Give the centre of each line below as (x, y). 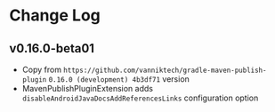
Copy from (42, 69)
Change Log (55, 16)
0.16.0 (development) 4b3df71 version (119, 79)
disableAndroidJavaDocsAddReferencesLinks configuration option (140, 98)
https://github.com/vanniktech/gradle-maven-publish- (165, 70)
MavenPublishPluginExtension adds (88, 88)
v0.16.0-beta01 (52, 48)
